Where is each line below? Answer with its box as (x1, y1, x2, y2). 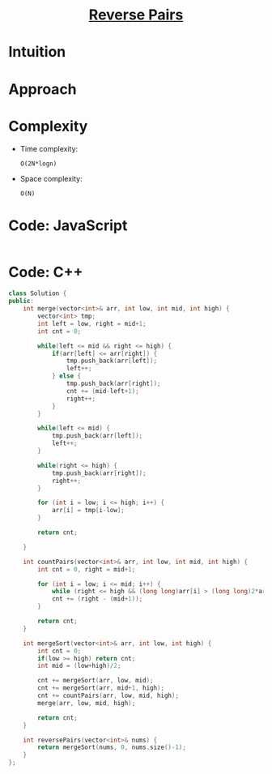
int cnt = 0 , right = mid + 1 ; (37, 565, 136, 573)
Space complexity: (19, 173, 83, 183)
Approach (8, 79, 77, 98)
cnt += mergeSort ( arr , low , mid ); (37, 677, 154, 685)
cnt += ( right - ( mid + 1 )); (51, 595, 143, 603)
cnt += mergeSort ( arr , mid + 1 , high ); (37, 684, 164, 692)
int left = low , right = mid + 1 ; (37, 319, 147, 327)
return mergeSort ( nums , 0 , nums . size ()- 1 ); (37, 743, 186, 751)
